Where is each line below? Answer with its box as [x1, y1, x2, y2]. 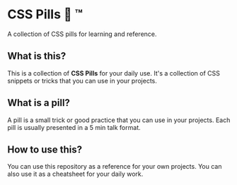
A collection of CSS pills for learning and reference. [7, 30, 157, 38]
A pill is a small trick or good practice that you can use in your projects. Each [7, 116, 231, 124]
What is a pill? [7, 97, 71, 109]
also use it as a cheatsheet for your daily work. [7, 169, 144, 179]
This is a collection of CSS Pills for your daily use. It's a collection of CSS [7, 68, 221, 77]
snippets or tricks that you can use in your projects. [7, 76, 158, 85]
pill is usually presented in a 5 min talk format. [7, 123, 141, 131]
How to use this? [7, 143, 83, 155]
